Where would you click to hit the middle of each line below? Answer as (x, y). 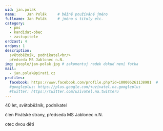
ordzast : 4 (16, 42)
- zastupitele (24, 37)
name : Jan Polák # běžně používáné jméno (57, 14)
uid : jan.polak (20, 10)
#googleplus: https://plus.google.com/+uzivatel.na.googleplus (75, 87)
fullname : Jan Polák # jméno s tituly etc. (54, 19)
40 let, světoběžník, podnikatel (36, 105)
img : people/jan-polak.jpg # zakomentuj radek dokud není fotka (72, 64)
